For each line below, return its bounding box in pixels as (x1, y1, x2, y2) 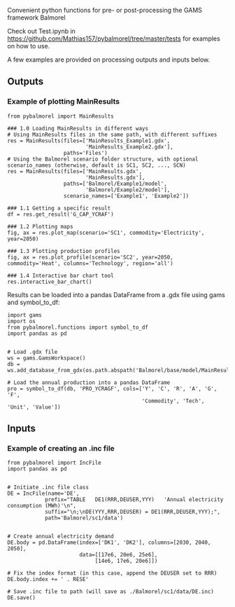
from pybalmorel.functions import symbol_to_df (7, 324, 149, 331)
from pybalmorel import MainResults (7, 112, 114, 120)
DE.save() (7, 594, 36, 601)
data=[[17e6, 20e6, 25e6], (79, 552, 158, 559)
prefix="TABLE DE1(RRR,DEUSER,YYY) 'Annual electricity (44, 496, 224, 503)
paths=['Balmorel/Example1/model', (63, 180, 168, 187)
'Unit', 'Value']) (7, 403, 61, 411)
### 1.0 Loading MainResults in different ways (7, 125, 149, 132)
